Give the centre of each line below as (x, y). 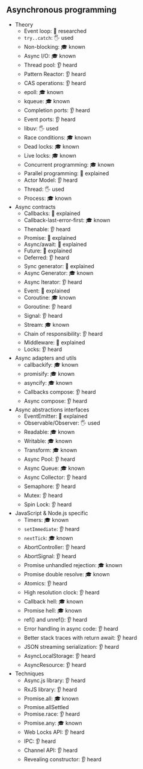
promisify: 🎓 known (49, 373)
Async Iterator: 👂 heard (53, 282)
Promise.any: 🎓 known (53, 723)
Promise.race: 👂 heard (52, 714)
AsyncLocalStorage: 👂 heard (60, 655)
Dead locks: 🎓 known (51, 146)
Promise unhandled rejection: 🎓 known (73, 565)
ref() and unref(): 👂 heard (56, 619)
